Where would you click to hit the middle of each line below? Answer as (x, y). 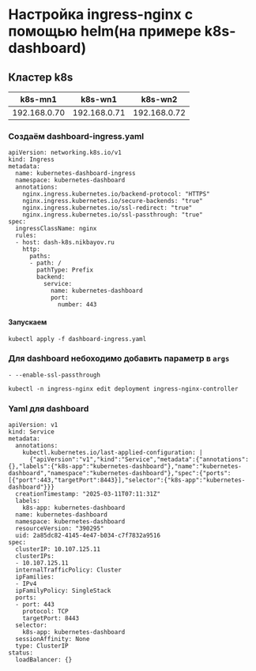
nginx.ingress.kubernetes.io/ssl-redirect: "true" (107, 208)
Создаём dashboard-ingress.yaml (76, 136)
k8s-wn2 (159, 99)
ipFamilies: (35, 577)
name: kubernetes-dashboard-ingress (75, 174)
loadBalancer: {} (44, 660)
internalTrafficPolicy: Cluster (69, 570)
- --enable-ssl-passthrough (55, 375)
